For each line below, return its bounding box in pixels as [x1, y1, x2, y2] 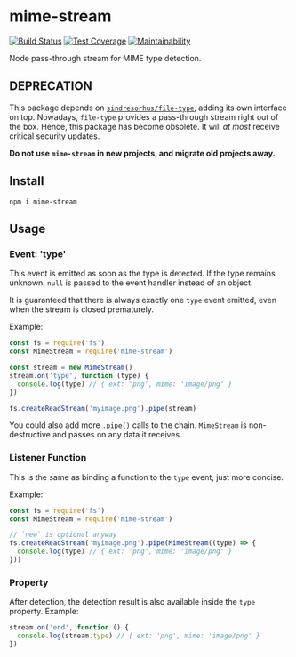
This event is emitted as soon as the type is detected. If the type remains [9, 268, 276, 279]
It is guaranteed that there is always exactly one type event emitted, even [9, 295, 277, 306]
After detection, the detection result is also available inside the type [9, 597, 256, 607]
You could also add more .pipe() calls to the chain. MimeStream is [9, 420, 247, 430]
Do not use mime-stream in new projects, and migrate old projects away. [9, 148, 276, 158]
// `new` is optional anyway [9, 531, 117, 540]
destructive [9, 429, 51, 440]
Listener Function [9, 452, 87, 464]
